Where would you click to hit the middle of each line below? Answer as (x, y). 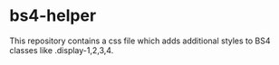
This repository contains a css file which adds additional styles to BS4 (140, 41)
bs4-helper (53, 16)
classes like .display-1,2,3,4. (62, 50)
